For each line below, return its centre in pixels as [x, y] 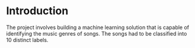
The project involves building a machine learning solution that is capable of [98, 27]
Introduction [37, 11]
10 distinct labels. [27, 40]
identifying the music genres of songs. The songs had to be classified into [97, 33]
